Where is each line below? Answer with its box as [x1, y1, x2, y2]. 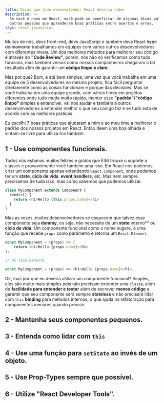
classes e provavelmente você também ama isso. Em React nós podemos [5, 162, 153, 169]
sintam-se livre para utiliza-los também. [5, 131, 85, 136]
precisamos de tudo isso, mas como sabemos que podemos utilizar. [5, 178, 142, 184]
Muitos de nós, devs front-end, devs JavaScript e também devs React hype [5, 39, 157, 45]
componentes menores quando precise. [5, 301, 85, 307]
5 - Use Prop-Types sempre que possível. [5, 373, 133, 381]
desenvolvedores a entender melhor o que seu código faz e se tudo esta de [5, 106, 158, 112]
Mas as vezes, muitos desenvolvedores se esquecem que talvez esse [5, 215, 145, 221]
